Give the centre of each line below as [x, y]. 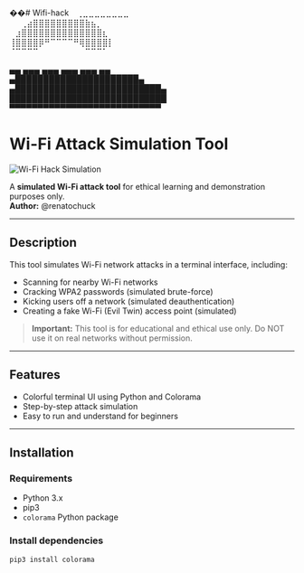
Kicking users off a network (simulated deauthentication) [128, 301]
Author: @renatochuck [52, 205]
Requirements [41, 478]
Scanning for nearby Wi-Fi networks [90, 282]
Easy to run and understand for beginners [100, 416]
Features [35, 375]
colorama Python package [71, 517]
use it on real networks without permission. [112, 338]
